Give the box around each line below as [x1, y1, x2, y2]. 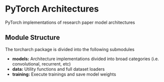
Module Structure [5, 33, 60, 42]
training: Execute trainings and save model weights [12, 71, 117, 77]
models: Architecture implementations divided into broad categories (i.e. [12, 56, 159, 62]
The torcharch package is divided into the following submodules [5, 46, 135, 52]
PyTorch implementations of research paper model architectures [5, 19, 136, 25]
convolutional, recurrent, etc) [12, 61, 71, 66]
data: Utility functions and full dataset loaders [12, 66, 105, 72]
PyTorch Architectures [5, 3, 99, 15]
